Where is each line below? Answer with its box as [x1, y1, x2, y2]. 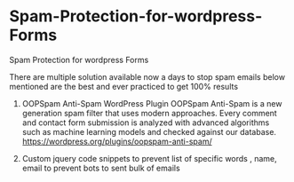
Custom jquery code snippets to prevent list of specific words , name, [21, 153, 277, 163]
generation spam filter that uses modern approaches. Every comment [21, 107, 277, 118]
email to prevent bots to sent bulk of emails [21, 162, 180, 173]
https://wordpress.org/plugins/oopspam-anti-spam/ [21, 136, 212, 146]
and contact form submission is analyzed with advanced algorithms [21, 117, 270, 128]
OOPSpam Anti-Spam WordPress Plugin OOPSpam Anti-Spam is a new [21, 98, 282, 108]
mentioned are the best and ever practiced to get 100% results [9, 81, 238, 91]
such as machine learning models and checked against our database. [21, 126, 277, 137]
